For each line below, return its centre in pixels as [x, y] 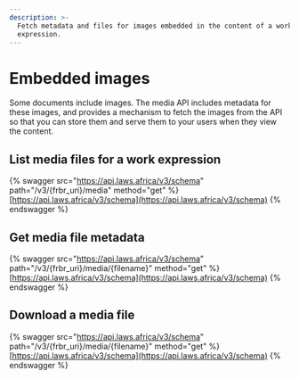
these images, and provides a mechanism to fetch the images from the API [146, 112]
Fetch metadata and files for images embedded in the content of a [145, 26]
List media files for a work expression [115, 159]
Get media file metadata [77, 237]
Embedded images [80, 78]
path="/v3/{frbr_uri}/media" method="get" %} [94, 190]
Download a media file [72, 315]
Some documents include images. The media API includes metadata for [140, 103]
